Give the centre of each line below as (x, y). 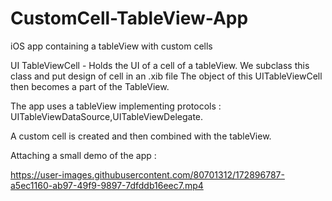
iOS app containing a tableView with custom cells (111, 46)
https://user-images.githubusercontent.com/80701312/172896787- (147, 174)
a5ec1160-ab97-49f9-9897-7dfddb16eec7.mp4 (107, 185)
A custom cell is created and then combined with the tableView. (141, 136)
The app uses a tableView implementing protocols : (116, 106)
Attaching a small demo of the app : (83, 155)
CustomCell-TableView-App (129, 18)
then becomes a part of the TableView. (90, 86)
